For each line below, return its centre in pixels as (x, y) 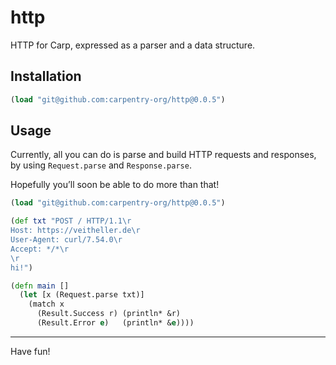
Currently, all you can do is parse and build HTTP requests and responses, (163, 155)
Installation (46, 76)
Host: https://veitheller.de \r (75, 231)
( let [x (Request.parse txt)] (82, 295)
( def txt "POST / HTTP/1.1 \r (71, 221)
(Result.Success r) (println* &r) (109, 314)
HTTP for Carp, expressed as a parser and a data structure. (133, 45)
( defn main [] (40, 286)
